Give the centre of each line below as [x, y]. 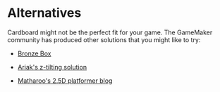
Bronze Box [34, 53]
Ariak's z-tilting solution [52, 67]
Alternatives [44, 13]
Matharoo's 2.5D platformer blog [65, 80]
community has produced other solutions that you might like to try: [104, 39]
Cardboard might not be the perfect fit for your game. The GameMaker [110, 32]
